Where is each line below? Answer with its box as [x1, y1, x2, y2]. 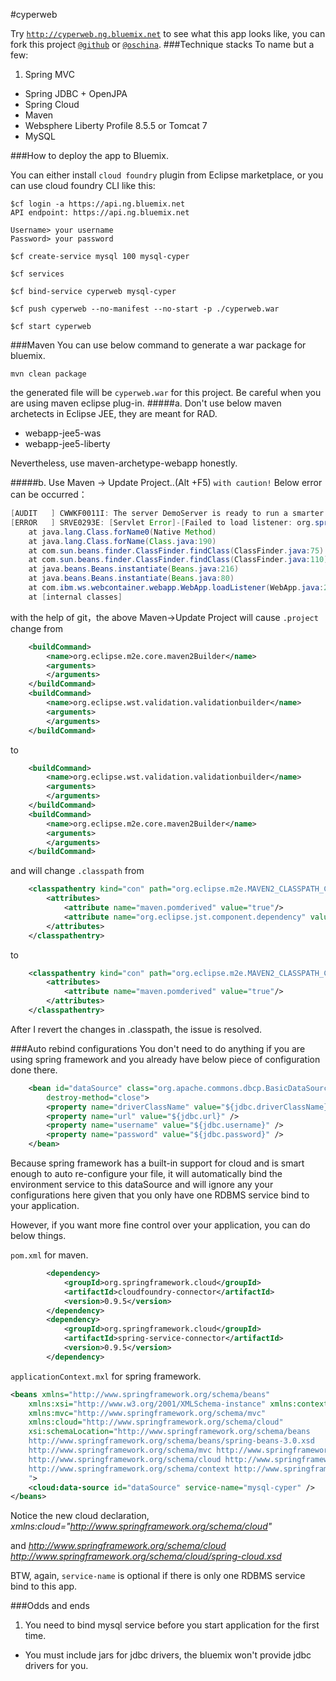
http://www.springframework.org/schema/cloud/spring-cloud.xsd [10, 1550, 282, 1563]
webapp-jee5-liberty [24, 438, 111, 449]
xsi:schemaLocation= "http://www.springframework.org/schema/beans [28, 1427, 311, 1437]
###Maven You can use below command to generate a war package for [10, 339, 307, 351]
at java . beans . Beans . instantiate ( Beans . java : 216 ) [28, 564, 240, 574]
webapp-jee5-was [24, 427, 102, 439]
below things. [10, 1230, 67, 1241]
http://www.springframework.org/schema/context [28, 1464, 230, 1474]
